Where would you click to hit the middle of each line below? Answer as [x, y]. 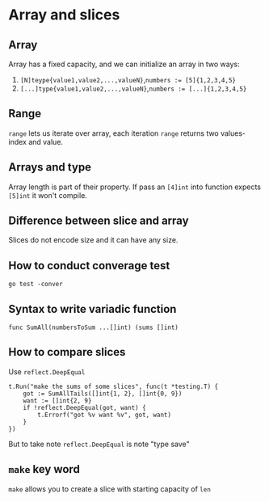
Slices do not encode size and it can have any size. [93, 240]
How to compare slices [67, 352]
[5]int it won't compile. [48, 195]
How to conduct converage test [89, 266]
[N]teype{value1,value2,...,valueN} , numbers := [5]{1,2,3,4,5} [128, 80]
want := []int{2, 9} [57, 401]
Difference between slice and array [99, 221]
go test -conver [36, 285]
